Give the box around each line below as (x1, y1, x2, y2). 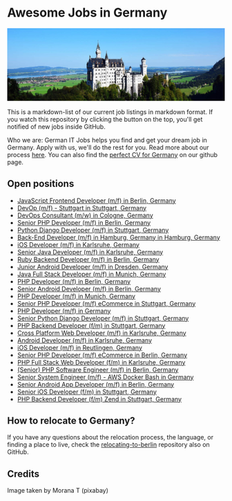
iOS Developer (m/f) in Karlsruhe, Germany (17, 240, 140, 248)
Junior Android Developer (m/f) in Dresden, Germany (17, 262, 168, 271)
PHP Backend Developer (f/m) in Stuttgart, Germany (17, 321, 166, 329)
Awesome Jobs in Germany (7, 5, 168, 21)
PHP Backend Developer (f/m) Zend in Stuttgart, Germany (17, 394, 182, 403)
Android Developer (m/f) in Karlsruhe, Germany (17, 336, 153, 344)
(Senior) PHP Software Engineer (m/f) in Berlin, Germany (17, 365, 179, 374)
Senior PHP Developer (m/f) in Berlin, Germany (17, 218, 151, 226)
